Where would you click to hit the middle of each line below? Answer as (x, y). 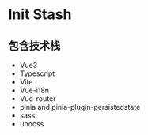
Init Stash (40, 15)
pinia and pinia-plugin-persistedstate (80, 107)
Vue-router (38, 99)
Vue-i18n (34, 90)
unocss (32, 124)
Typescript (37, 73)
